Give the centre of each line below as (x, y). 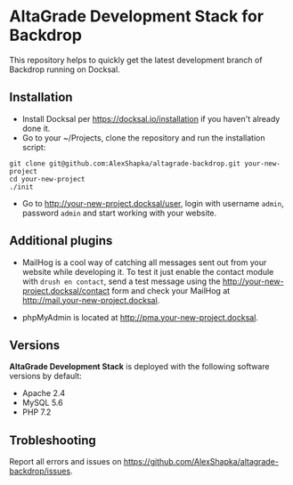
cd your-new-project (48, 179)
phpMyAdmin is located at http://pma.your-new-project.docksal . (140, 317)
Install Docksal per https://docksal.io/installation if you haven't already (151, 118)
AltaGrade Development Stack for (137, 16)
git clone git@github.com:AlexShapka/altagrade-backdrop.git (125, 163)
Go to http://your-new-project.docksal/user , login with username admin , (153, 203)
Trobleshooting (53, 440)
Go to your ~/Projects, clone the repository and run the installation (143, 137)
